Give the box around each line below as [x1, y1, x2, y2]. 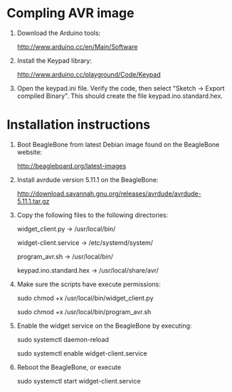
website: [16, 148, 43, 156]
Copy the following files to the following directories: [16, 211, 169, 219]
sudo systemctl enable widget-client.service [16, 348, 147, 358]
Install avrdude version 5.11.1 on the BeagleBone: [16, 175, 159, 184]
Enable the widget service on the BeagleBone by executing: [16, 321, 192, 330]
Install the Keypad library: [16, 56, 92, 65]
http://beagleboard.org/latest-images [16, 161, 127, 170]
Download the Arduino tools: [16, 29, 101, 37]
